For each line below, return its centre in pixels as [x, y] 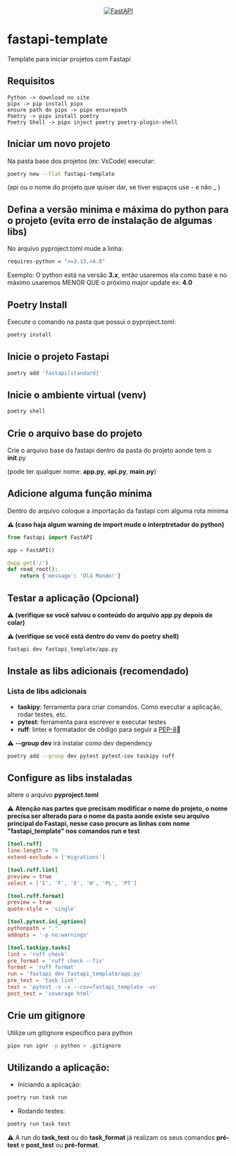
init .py [17, 458]
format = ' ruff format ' [42, 967]
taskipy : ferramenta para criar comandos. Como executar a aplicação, [120, 707]
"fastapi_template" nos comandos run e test [74, 831]
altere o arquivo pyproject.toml [53, 795]
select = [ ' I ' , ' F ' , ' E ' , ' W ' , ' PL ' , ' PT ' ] [72, 883]
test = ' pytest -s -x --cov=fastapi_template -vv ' [83, 987]
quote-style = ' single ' [42, 909]
